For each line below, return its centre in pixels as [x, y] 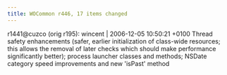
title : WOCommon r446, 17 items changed [68, 14]
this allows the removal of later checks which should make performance [112, 48]
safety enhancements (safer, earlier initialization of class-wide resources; [114, 41]
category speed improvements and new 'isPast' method [88, 63]
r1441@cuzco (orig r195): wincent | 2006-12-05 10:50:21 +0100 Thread [110, 34]
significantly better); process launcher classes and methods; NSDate [107, 56]
